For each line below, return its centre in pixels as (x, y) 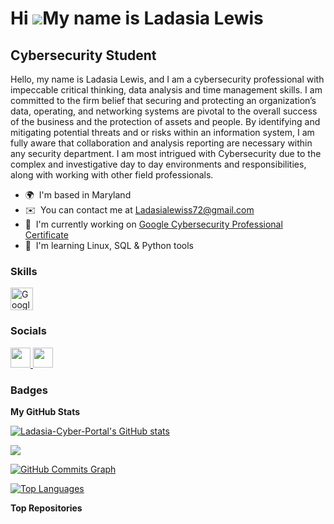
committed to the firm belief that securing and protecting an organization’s (163, 100)
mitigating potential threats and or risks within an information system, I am (162, 132)
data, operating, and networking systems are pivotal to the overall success (164, 111)
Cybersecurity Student (83, 55)
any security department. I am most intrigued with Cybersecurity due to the (166, 153)
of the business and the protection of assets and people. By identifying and (165, 121)
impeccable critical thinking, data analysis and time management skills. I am (166, 90)
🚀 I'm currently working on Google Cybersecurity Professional (153, 224)
